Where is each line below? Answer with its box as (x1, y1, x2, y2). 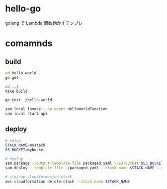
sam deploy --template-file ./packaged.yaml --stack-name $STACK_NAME (5, 166, 155, 171)
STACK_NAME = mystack (5, 142, 46, 148)
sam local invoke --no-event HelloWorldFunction (5, 107, 108, 112)
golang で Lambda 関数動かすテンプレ (5, 20, 83, 26)
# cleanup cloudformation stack (5, 175, 72, 180)
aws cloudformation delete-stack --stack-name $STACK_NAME (5, 179, 130, 184)
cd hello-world (5, 70, 37, 75)
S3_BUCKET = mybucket (5, 147, 46, 152)
